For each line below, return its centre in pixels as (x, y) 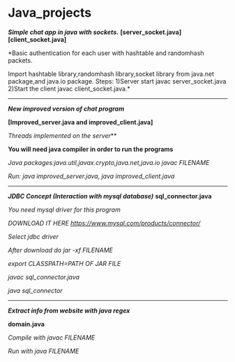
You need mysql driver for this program (64, 210)
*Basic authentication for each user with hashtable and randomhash (106, 53)
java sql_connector (35, 290)
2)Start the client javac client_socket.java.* (69, 88)
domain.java (26, 324)
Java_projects (50, 13)
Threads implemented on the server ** (62, 135)
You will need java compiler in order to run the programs (91, 149)
